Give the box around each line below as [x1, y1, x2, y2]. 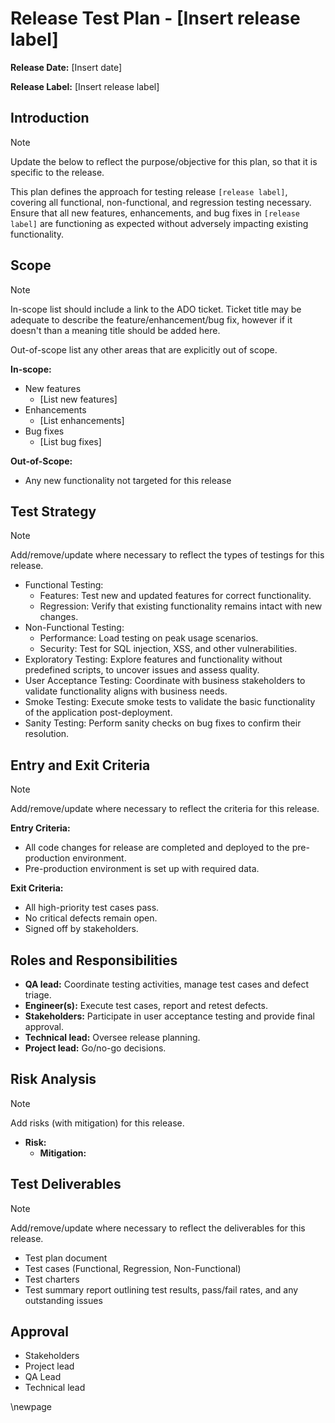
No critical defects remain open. [24, 912, 158, 924]
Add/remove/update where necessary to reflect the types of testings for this [10, 549, 325, 561]
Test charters [24, 1273, 80, 1285]
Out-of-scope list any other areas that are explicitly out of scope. [10, 343, 278, 356]
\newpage [10, 1401, 53, 1413]
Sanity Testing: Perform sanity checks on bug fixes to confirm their [24, 717, 302, 729]
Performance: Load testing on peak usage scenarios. [39, 632, 259, 644]
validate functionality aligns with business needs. [24, 685, 228, 697]
